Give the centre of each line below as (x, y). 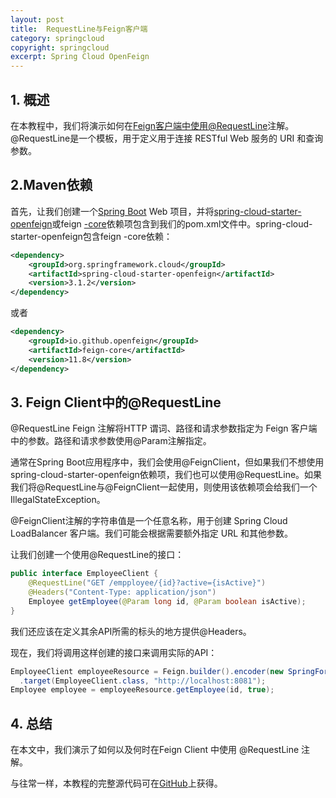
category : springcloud (57, 38)
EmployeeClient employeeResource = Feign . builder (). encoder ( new (147, 671)
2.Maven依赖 (51, 185)
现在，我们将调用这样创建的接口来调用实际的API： (114, 652)
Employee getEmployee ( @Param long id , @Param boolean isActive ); (167, 601)
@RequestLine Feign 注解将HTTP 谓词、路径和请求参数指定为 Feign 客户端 (164, 428)
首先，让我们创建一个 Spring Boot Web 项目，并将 (112, 211)
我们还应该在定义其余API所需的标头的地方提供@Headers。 (131, 631)
